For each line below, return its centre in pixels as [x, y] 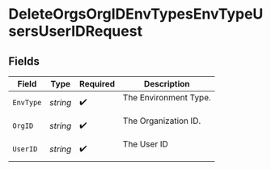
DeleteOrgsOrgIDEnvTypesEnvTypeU [136, 14]
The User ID [145, 144]
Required [97, 84]
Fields [24, 61]
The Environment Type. [167, 98]
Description [167, 84]
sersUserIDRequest [76, 31]
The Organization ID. [162, 121]
